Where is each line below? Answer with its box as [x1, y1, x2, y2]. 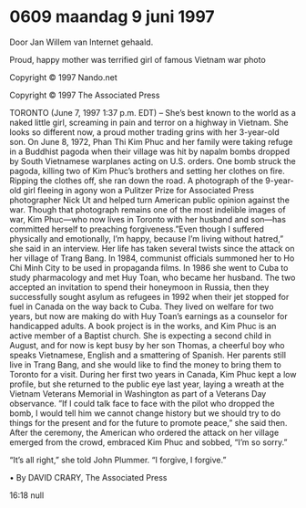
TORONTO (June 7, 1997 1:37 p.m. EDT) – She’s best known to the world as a [9, 107, 296, 118]
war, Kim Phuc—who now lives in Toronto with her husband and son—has [9, 213, 287, 224]
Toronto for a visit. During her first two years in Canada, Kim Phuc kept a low [9, 368, 297, 379]
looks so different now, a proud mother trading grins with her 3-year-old [9, 126, 280, 138]
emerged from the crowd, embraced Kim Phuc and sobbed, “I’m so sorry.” [9, 436, 288, 448]
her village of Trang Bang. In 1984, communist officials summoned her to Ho [9, 253, 295, 264]
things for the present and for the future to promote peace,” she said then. [9, 417, 288, 428]
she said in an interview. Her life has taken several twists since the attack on [9, 243, 295, 254]
